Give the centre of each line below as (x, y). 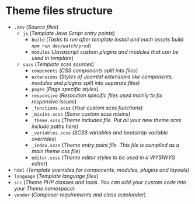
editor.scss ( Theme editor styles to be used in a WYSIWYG (103, 157)
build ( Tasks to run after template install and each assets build (107, 39)
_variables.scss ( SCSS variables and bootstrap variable (100, 132)
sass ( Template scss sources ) (58, 64)
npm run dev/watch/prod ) (61, 46)
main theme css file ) (56, 151)
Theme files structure (59, 11)
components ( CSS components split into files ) (85, 70)
